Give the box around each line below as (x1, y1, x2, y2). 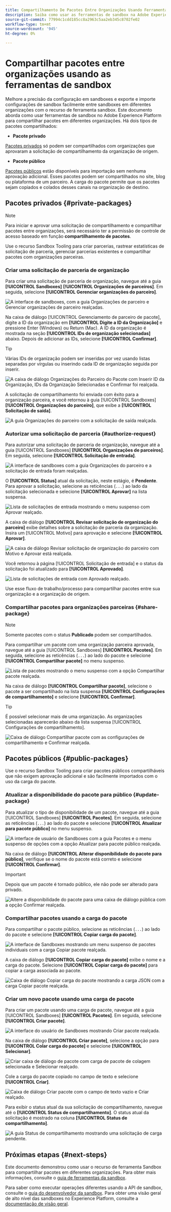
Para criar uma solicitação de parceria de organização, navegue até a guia (5, 278, 161, 284)
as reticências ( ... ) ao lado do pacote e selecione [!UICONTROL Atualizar (5, 820, 162, 826)
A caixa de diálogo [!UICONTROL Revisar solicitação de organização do (5, 519, 159, 525)
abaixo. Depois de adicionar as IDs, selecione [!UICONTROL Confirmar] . (5, 336, 158, 342)
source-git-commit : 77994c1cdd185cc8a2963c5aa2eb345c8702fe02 (5, 17, 140, 22)
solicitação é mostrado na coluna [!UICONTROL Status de (5, 1115, 127, 1121)
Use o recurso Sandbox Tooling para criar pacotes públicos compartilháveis (5, 767, 164, 774)
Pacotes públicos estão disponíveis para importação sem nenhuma (5, 168, 146, 174)
